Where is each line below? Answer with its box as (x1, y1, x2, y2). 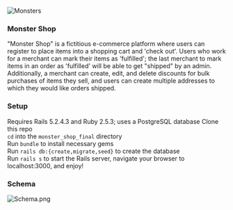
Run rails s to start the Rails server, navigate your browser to (7, 154, 185, 163)
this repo (7, 124, 33, 133)
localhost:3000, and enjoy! (7, 161, 84, 170)
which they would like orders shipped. (7, 84, 116, 92)
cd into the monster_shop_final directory (7, 132, 122, 140)
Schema (7, 179, 36, 188)
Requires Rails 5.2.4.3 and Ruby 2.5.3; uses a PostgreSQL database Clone (7, 117, 219, 125)
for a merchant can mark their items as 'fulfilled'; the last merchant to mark (7, 54, 222, 63)
